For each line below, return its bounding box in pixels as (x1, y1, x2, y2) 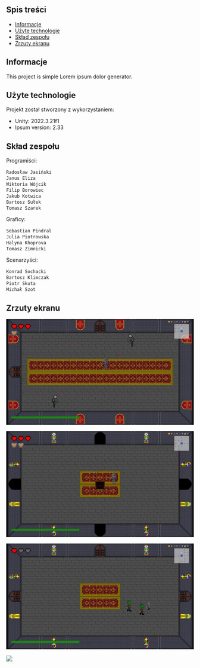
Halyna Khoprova (6, 240, 46, 246)
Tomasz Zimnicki (6, 246, 46, 252)
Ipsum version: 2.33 (14, 124, 64, 131)
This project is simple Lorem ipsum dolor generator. (6, 73, 133, 80)
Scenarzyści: (6, 256, 38, 263)
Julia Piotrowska (6, 234, 49, 240)
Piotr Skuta (6, 281, 36, 287)
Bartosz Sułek (6, 200, 42, 206)
